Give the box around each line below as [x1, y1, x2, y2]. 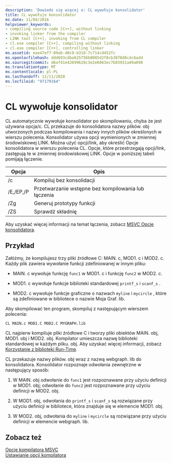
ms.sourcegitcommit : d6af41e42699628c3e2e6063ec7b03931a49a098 [5, 60, 143, 65]
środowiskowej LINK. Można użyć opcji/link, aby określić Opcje [5, 139, 139, 146]
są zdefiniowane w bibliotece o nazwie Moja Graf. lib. [12, 295, 125, 302]
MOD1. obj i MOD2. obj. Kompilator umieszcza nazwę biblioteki [5, 335, 138, 341]
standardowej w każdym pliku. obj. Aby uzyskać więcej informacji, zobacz [5, 341, 162, 347]
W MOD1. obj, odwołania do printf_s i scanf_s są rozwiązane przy [12, 398, 153, 404]
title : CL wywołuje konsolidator [5, 12, 77, 17]
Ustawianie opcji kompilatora [5, 452, 67, 458]
